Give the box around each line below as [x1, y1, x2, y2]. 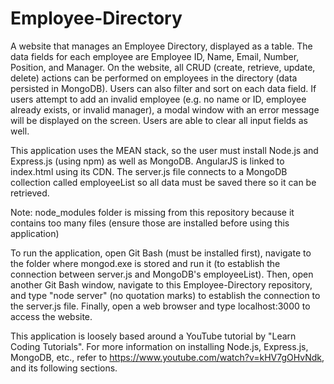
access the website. [10, 310, 93, 322]
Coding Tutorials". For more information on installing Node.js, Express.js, [10, 340, 309, 352]
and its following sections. [10, 362, 118, 374]
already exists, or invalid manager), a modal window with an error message [10, 103, 320, 116]
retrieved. [10, 187, 50, 199]
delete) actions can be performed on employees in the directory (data [10, 72, 298, 84]
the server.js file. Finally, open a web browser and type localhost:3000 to [10, 300, 311, 312]
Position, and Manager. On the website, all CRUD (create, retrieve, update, [10, 61, 316, 73]
